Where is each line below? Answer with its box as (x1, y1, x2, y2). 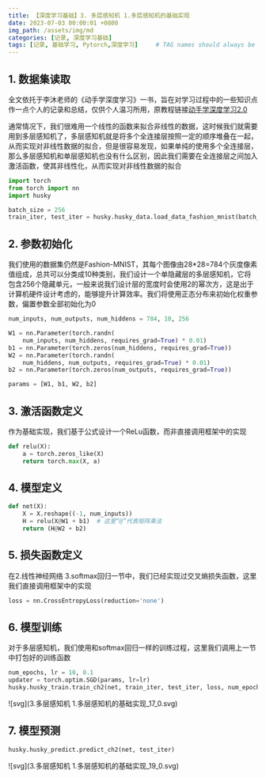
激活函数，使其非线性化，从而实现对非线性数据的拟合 (8, 161, 182, 170)
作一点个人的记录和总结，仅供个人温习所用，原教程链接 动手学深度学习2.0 (8, 104, 248, 114)
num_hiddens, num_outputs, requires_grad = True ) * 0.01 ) (22, 359, 211, 366)
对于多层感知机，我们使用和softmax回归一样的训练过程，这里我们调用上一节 (8, 643, 256, 653)
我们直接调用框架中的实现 (8, 581, 92, 590)
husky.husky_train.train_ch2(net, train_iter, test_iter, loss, (8, 684, 225, 692)
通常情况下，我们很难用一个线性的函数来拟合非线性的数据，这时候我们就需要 (8, 121, 258, 131)
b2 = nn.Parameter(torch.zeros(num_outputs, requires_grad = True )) (8, 366, 232, 374)
